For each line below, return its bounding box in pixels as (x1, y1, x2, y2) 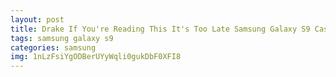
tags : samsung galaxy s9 (10, 33, 114, 43)
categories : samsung (10, 42, 97, 53)
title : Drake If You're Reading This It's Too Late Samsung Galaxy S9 (10, 24, 311, 34)
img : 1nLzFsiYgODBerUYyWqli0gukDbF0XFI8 (10, 52, 182, 62)
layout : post (10, 14, 65, 25)
